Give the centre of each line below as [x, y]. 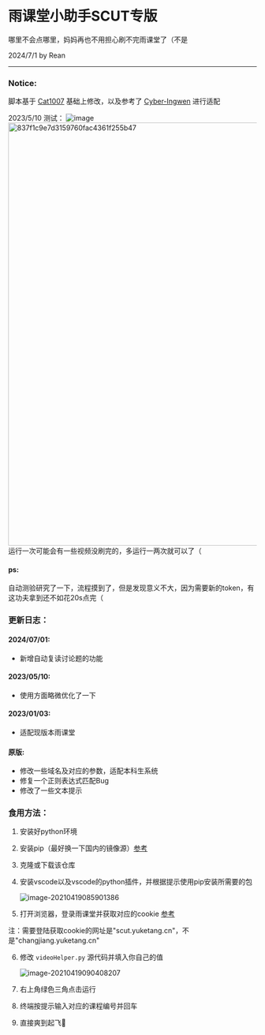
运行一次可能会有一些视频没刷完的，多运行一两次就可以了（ [105, 551]
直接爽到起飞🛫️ [43, 1023]
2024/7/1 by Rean [37, 55]
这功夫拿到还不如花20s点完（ [56, 598]
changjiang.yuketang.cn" [59, 940]
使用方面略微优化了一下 [58, 695]
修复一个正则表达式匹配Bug [64, 781]
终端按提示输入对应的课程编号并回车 [78, 1006]
